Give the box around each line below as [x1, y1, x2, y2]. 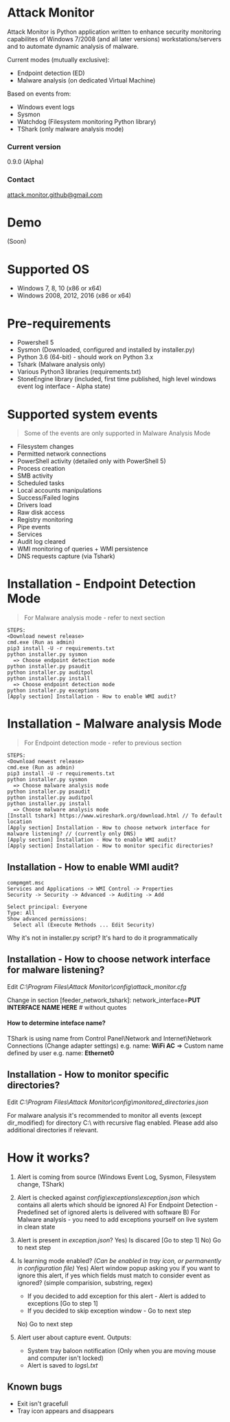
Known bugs [7, 1381, 63, 1393]
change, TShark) [16, 1180, 65, 1188]
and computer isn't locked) [27, 1354, 104, 1362]
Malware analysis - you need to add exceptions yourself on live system [16, 1215, 218, 1223]
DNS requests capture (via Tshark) [16, 552, 115, 560]
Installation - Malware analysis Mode [7, 716, 222, 732]
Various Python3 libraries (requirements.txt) [16, 368, 141, 376]
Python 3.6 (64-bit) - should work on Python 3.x [16, 353, 154, 361]
